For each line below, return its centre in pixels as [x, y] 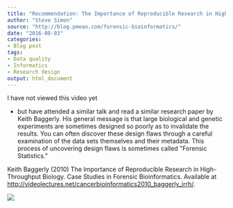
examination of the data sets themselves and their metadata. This [111, 141]
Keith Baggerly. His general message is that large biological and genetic [120, 119]
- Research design [34, 72]
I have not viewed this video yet [52, 98]
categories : [24, 40]
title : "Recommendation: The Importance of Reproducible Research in [110, 14]
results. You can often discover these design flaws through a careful [115, 134]
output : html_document [40, 78]
